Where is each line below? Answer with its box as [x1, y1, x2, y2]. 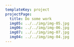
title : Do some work [9, 16, 52, 21]
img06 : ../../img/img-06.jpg [9, 25, 70, 30]
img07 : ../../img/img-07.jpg [9, 30, 70, 35]
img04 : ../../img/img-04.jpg [9, 35, 70, 40]
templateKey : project [5, 7, 50, 12]
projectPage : [5, 12, 32, 17]
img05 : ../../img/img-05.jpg [9, 21, 70, 26]
